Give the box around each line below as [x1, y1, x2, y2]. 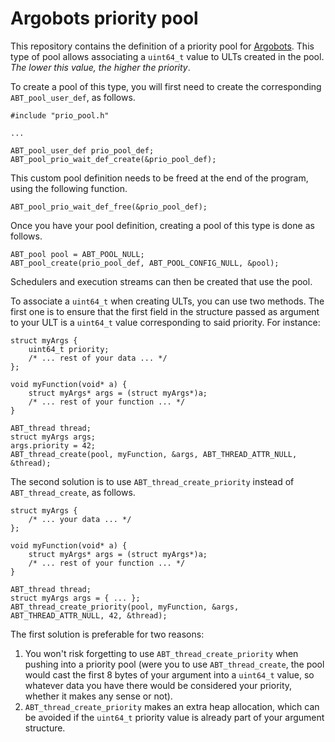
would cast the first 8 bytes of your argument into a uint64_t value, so [24, 668, 315, 681]
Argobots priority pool [10, 7, 199, 30]
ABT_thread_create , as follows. [10, 486, 136, 498]
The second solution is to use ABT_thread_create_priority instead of [10, 475, 295, 487]
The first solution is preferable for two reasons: [10, 628, 205, 640]
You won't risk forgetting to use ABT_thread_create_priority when [24, 647, 299, 659]
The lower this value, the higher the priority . [10, 61, 191, 73]
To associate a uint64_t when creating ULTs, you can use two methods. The [10, 295, 325, 307]
